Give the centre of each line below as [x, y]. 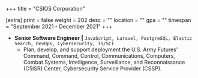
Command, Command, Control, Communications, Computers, [99, 56]
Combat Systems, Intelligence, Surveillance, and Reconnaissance [104, 62]
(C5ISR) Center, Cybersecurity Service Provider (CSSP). [92, 68]
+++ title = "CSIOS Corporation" [45, 9]
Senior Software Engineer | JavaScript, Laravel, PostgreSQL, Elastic [103, 38]
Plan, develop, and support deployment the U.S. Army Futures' [100, 49]
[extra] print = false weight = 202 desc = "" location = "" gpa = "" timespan [98, 20]
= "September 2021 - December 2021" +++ [59, 26]
